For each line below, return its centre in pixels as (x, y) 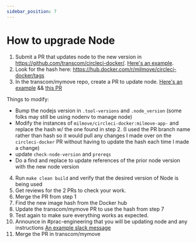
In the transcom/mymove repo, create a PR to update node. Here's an (99, 81)
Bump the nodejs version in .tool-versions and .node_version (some (98, 110)
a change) (27, 148)
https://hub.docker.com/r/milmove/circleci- (125, 69)
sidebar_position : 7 (32, 11)
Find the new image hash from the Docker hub (71, 203)
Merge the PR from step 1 (46, 196)
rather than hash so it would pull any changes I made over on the (93, 135)
